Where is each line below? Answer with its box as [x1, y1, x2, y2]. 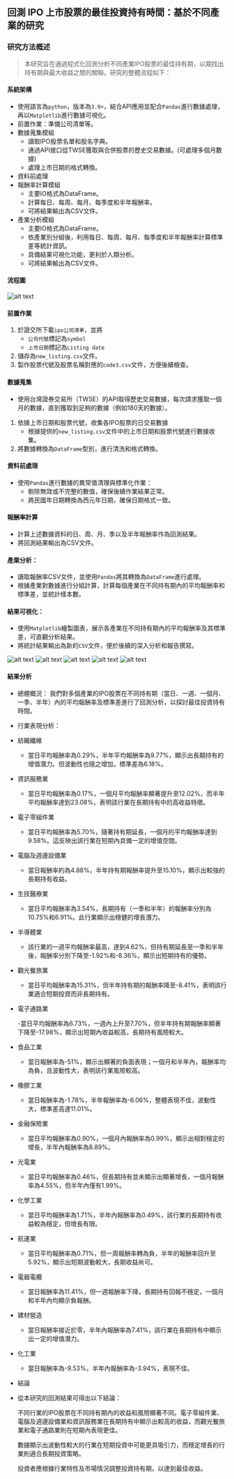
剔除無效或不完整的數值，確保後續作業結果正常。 [27, 487, 169, 495]
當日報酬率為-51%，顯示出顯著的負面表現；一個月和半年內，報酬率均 [27, 1058, 226, 1066]
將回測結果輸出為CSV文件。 [17, 539, 97, 547]
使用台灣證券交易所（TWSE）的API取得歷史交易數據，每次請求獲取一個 [17, 394, 222, 403]
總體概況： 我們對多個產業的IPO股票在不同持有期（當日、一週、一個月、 [17, 689, 225, 697]
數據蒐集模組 [17, 128, 54, 137]
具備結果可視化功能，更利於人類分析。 [27, 250, 138, 258]
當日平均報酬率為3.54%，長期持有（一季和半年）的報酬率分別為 [27, 904, 212, 913]
